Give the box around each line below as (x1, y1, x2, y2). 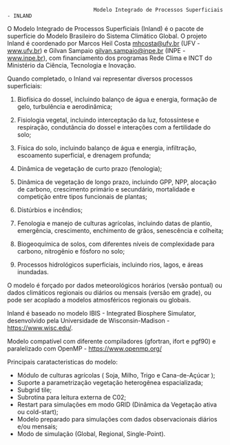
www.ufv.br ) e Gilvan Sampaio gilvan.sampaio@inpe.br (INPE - (7, 47, 186, 54)
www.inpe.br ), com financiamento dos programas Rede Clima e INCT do (7, 54, 212, 62)
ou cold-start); (17, 408, 59, 416)
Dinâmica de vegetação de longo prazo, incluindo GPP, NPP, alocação (17, 178, 217, 186)
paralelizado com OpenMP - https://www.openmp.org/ (7, 344, 162, 353)
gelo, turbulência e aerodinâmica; (17, 103, 113, 110)
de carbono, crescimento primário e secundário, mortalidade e (17, 185, 196, 193)
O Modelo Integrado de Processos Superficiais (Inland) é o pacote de (7, 25, 205, 32)
